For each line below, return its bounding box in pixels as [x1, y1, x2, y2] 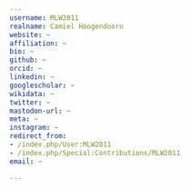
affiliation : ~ [9, 38, 67, 48]
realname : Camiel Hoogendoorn [9, 22, 124, 31]
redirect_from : [9, 132, 67, 141]
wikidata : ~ [9, 89, 55, 98]
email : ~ [9, 156, 43, 166]
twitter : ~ [9, 97, 51, 107]
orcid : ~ [9, 64, 43, 74]
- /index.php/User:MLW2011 [9, 140, 112, 149]
